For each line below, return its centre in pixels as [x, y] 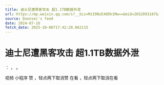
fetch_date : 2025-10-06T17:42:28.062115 [47, 28]
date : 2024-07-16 [23, 23]
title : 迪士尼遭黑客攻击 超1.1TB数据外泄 [43, 9]
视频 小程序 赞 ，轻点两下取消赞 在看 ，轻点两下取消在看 [61, 78]
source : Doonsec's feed [29, 18]
